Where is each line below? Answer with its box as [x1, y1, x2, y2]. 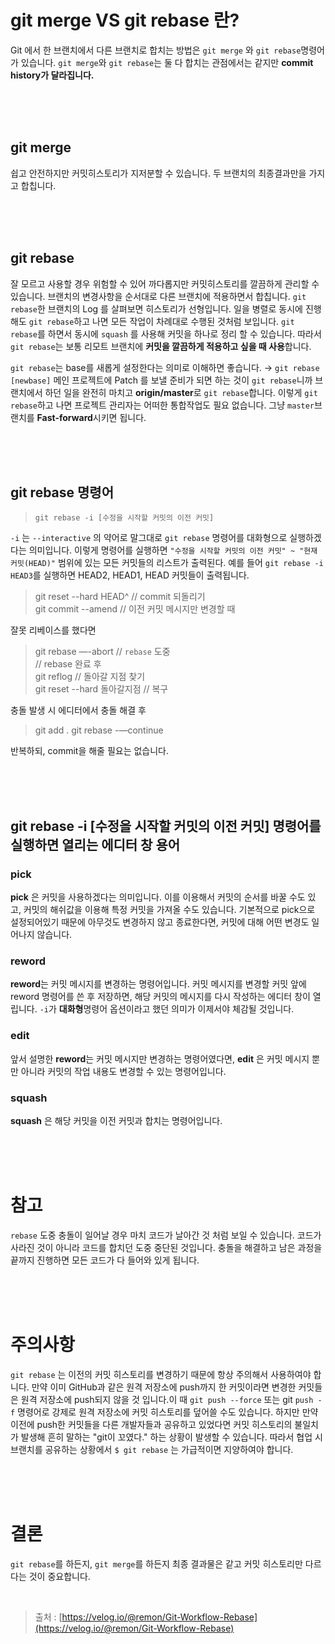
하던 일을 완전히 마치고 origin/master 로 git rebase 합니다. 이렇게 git [44, 386, 318, 398]
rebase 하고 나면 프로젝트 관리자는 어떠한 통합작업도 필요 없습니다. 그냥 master [10, 399, 315, 411]
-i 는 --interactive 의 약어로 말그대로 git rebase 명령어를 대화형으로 [10, 532, 288, 544]
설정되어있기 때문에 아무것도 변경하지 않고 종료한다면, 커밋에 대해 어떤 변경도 [10, 916, 310, 928]
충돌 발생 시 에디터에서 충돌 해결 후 [10, 704, 147, 716]
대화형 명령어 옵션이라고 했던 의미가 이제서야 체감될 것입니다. [58, 1003, 295, 1015]
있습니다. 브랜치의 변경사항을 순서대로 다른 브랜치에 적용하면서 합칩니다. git [10, 290, 307, 302]
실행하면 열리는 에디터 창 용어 [10, 836, 181, 853]
